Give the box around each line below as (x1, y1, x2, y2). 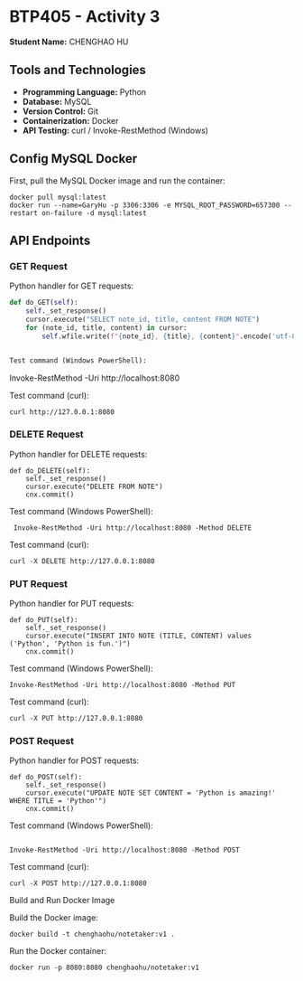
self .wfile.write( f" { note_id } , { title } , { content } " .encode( (41, 332, 272, 341)
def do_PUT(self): (9, 616, 78, 625)
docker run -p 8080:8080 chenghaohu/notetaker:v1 (9, 963, 200, 973)
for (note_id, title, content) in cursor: (25, 323, 188, 332)
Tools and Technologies (9, 62, 147, 78)
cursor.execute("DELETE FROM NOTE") (25, 482, 164, 491)
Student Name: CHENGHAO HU (9, 36, 129, 47)
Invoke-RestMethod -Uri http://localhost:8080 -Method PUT (9, 681, 236, 690)
